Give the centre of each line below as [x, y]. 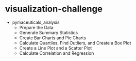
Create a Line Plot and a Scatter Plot [56, 48]
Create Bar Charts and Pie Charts [53, 38]
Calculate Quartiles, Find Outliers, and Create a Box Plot [75, 43]
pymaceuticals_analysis [36, 22]
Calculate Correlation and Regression [57, 53]
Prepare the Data [36, 27]
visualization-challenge [54, 9]
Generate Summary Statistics [49, 32]
